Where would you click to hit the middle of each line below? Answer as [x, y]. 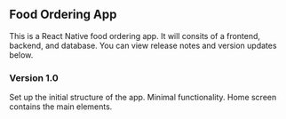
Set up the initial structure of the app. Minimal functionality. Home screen [143, 98]
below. [21, 55]
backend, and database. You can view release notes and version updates [143, 45]
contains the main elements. [61, 107]
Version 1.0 [34, 77]
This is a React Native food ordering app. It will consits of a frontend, [135, 36]
